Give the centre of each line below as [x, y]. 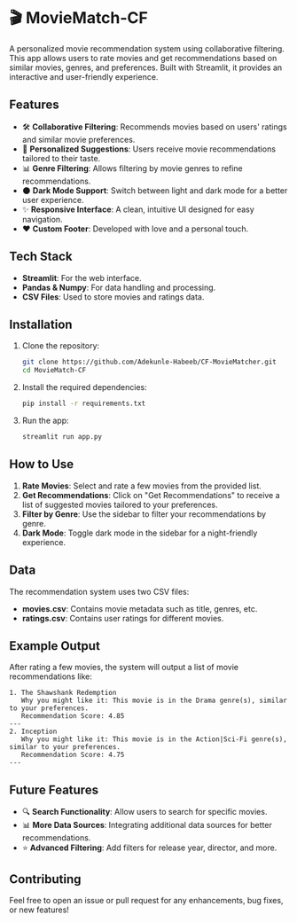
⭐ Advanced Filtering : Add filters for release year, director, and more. [149, 848]
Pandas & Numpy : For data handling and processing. [119, 287]
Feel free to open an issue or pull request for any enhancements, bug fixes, [146, 900]
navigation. [43, 219]
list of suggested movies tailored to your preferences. [120, 504]
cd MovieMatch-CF [54, 371]
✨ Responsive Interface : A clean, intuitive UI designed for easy [138, 209]
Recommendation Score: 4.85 [73, 716]
